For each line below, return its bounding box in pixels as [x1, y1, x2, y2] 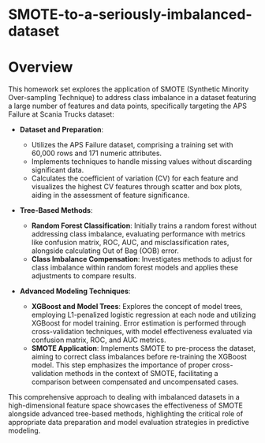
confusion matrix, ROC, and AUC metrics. [31, 335, 166, 344]
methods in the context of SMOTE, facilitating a [65, 369, 218, 378]
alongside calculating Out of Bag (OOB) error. [31, 246, 180, 255]
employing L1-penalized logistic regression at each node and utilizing [31, 310, 256, 320]
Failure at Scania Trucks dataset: [8, 110, 114, 119]
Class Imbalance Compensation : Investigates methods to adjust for [31, 255, 253, 264]
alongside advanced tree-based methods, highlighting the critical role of [8, 409, 244, 419]
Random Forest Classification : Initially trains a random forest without [31, 221, 257, 230]
